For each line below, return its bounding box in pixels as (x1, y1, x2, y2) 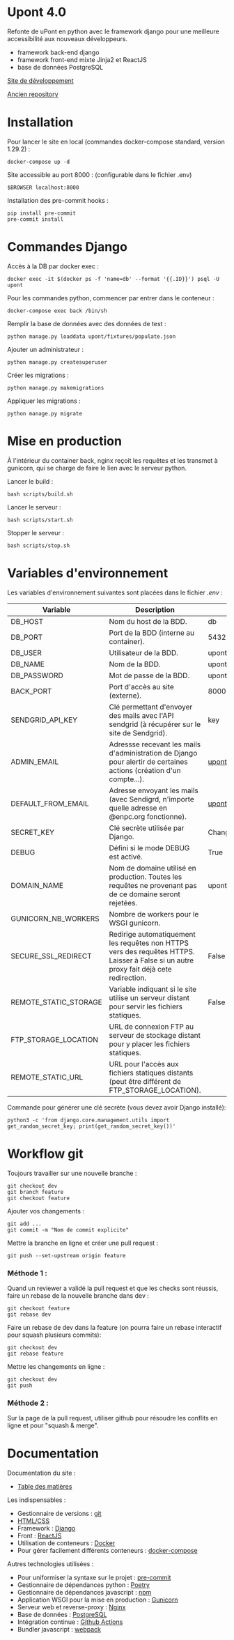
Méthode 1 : (7, 1268, 47, 1278)
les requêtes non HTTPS (109, 938, 189, 948)
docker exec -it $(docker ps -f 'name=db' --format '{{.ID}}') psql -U (7, 275, 219, 282)
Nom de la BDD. (109, 659, 162, 669)
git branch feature (7, 1188, 64, 1195)
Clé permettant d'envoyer (109, 702, 193, 712)
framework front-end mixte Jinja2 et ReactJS (17, 55, 148, 63)
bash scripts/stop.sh (7, 542, 70, 549)
